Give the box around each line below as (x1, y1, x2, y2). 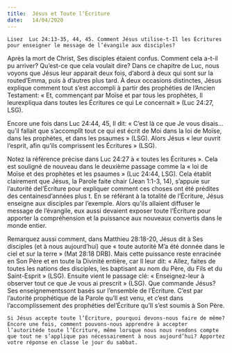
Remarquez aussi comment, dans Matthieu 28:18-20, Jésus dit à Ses (7, 234, 204, 243)
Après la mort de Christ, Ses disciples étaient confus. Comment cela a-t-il (7, 54, 218, 63)
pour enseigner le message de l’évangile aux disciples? (7, 42, 176, 49)
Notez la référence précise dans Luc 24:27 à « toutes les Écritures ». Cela (7, 154, 218, 163)
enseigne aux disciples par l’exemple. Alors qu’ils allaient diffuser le (7, 199, 200, 207)
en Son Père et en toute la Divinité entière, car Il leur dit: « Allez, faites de (7, 256, 216, 265)
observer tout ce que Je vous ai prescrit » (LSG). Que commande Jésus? (7, 279, 216, 287)
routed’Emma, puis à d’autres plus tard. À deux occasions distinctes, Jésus (7, 76, 222, 84)
